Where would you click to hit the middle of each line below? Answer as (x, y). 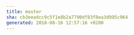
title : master (24, 12)
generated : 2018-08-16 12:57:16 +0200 (55, 23)
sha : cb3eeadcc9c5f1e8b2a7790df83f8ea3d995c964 (67, 17)
